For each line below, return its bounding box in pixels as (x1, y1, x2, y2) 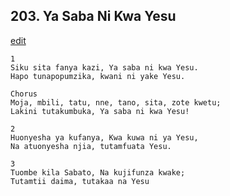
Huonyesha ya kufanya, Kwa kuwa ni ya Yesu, (10, 132, 199, 143)
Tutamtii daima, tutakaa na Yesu (10, 176, 150, 186)
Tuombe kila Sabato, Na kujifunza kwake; (10, 167, 186, 178)
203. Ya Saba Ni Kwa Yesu (10, 8, 177, 25)
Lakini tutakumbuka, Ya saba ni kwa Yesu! (10, 106, 190, 116)
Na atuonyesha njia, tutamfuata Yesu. (10, 141, 172, 151)
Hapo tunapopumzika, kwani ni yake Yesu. (10, 71, 186, 81)
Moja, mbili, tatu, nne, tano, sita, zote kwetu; (10, 97, 222, 108)
